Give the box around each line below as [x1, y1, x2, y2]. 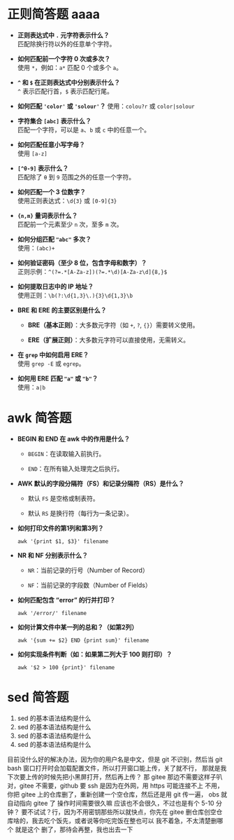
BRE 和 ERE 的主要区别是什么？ [17, 305, 107, 314]
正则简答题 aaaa [7, 6, 100, 22]
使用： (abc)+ [17, 243, 55, 252]
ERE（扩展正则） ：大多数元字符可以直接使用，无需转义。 [27, 336, 190, 344]
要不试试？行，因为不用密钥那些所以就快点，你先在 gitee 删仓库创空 [20, 807, 217, 816]
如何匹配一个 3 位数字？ [17, 187, 86, 196]
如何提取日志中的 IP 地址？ [17, 282, 94, 291]
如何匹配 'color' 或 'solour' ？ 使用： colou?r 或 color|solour [17, 102, 196, 110]
